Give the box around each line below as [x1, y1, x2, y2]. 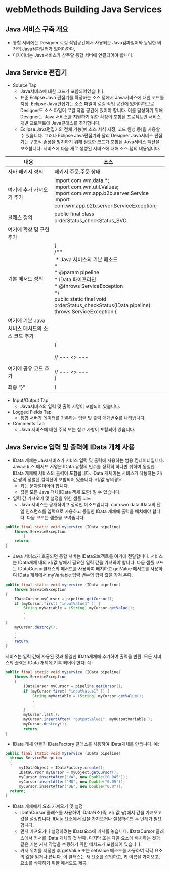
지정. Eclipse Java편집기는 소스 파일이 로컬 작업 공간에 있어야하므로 [20, 100, 154, 107]
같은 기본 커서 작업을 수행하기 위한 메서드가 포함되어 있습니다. [20, 841, 142, 847]
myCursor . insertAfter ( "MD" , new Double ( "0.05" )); [18, 779, 125, 784]
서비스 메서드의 [8, 324, 42, 332]
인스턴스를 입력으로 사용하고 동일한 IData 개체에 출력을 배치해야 [25, 508, 152, 514]
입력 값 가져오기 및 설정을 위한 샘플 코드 [12, 495, 91, 501]
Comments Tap [12, 420, 45, 426]
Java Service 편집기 [5, 68, 67, 77]
